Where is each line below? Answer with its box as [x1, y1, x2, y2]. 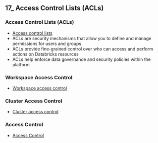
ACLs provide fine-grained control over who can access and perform [12, 46, 154, 51]
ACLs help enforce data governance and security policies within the [12, 56, 151, 62]
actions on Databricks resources [12, 51, 79, 57]
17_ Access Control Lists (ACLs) [5, 4, 104, 12]
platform [12, 61, 30, 67]
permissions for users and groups [12, 41, 82, 47]
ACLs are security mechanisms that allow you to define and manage [12, 35, 152, 41]
